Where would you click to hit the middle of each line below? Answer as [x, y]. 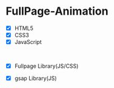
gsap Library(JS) [36, 78]
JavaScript [28, 42]
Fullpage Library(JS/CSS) [46, 66]
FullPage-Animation [57, 11]
